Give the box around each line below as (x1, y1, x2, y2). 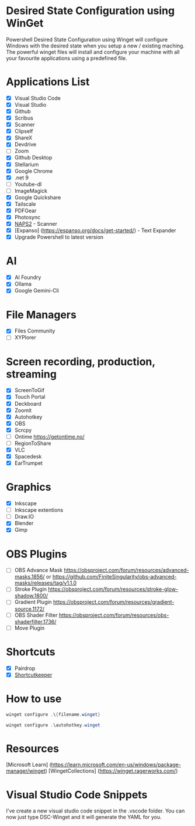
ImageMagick (14, 187, 48, 194)
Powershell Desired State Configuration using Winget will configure (6, 36, 168, 43)
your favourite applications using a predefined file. (6, 55, 127, 62)
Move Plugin (14, 624, 45, 631)
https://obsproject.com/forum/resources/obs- (58, 611, 169, 618)
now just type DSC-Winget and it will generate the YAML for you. (6, 814, 162, 821)
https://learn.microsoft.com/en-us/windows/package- (51, 761, 181, 769)
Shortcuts (6, 645, 55, 658)
